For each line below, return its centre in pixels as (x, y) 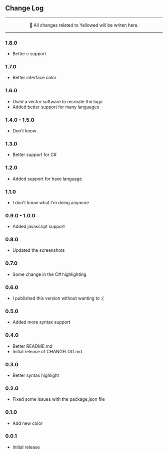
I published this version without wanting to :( (58, 298)
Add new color (27, 423)
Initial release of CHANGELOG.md (47, 351)
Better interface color (34, 78)
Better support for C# (34, 155)
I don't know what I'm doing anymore (51, 202)
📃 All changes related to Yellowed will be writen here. (84, 25)
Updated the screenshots (38, 250)
